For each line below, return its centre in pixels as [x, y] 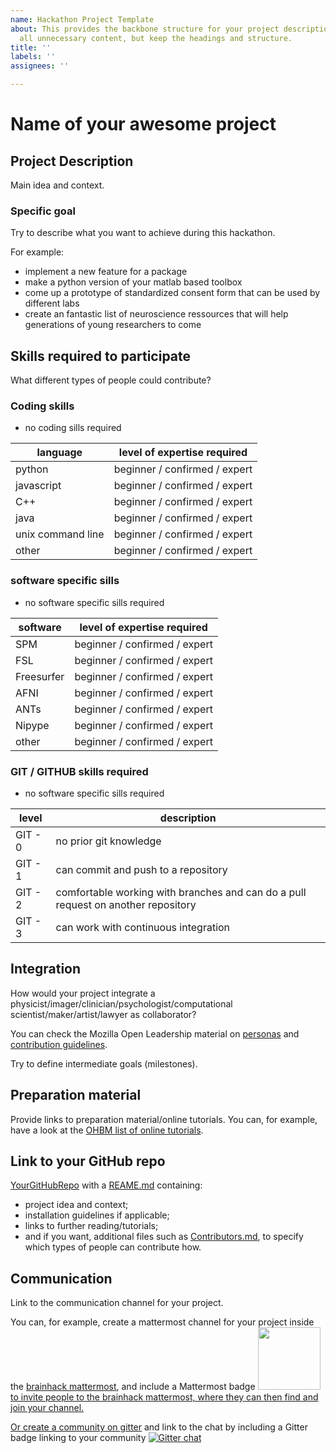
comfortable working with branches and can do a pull [181, 892]
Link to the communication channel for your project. [117, 1303]
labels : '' [33, 57]
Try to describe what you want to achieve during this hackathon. [143, 233]
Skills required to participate [101, 356]
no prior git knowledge [108, 841]
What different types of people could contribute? [111, 380]
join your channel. [47, 1408]
